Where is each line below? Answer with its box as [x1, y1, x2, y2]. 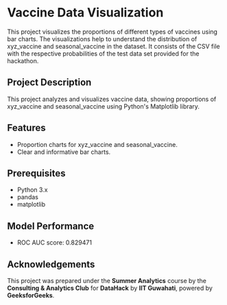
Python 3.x [16, 185, 48, 194]
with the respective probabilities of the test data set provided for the [7, 49, 200, 58]
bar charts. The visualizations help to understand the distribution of [7, 34, 198, 43]
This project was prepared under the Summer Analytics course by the [7, 277, 207, 284]
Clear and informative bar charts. [16, 148, 111, 156]
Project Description [7, 77, 92, 89]
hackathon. [7, 56, 39, 65]
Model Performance [7, 220, 95, 231]
